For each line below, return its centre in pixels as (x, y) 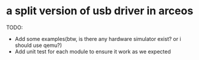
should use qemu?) (38, 45)
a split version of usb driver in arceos (100, 11)
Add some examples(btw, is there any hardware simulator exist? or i (98, 39)
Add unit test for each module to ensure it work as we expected (93, 51)
